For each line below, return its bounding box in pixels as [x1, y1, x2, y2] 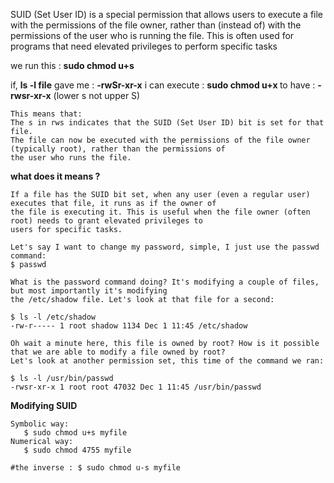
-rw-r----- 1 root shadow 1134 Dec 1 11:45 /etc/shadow [10, 321, 248, 331]
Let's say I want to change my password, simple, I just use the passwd [10, 242, 320, 252]
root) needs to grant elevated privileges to [10, 216, 203, 226]
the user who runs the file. [10, 153, 132, 163]
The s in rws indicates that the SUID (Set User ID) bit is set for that [10, 118, 325, 128]
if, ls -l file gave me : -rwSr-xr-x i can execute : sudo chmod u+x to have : [10, 79, 316, 91]
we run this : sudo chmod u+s [10, 60, 135, 71]
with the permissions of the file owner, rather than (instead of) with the [10, 19, 302, 31]
